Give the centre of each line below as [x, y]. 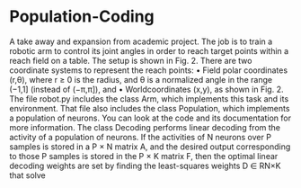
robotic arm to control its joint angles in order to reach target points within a [149, 50]
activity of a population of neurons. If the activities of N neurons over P [141, 137]
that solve [28, 175]
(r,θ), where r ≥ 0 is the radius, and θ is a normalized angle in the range [141, 79]
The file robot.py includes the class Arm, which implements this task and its [149, 98]
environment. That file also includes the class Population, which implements [150, 108]
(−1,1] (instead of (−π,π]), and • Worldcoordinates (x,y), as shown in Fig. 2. [146, 89]
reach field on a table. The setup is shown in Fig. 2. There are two [131, 60]
